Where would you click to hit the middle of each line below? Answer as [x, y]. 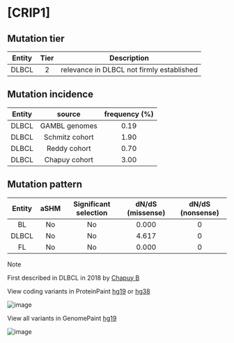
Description [129, 58]
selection [92, 212]
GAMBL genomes [69, 125]
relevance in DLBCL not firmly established [129, 70]
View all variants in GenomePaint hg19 [62, 318]
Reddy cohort [69, 148]
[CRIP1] [29, 13]
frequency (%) [129, 114]
